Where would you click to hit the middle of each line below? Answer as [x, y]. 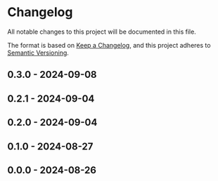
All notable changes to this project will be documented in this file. [102, 32]
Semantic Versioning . [38, 53]
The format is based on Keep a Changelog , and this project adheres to [109, 45]
